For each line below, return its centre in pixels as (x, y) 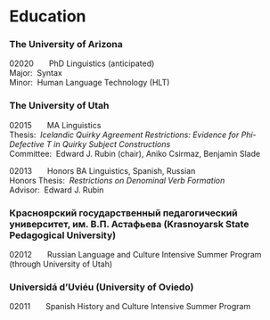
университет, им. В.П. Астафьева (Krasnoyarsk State (129, 224)
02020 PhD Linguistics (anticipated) (82, 63)
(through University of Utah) (61, 264)
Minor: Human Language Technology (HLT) (90, 83)
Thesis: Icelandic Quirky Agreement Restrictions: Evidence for (124, 135)
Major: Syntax (36, 73)
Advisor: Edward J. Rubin (57, 190)
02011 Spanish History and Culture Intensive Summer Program (130, 307)
